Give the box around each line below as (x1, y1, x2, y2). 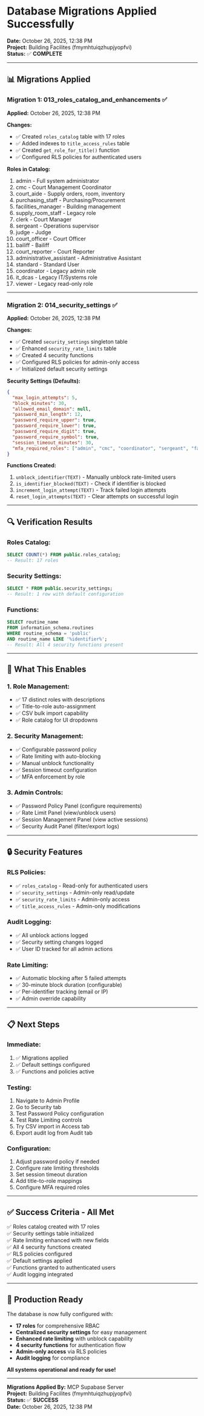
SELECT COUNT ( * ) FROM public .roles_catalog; (7, 552, 121, 558)
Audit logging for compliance (15, 1354, 90, 1362)
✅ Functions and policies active (15, 1067, 94, 1075)
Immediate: (7, 1040, 41, 1049)
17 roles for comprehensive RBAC (15, 1322, 100, 1329)
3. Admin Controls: (7, 788, 64, 797)
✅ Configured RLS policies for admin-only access (15, 358, 140, 366)
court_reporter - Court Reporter (15, 248, 95, 255)
